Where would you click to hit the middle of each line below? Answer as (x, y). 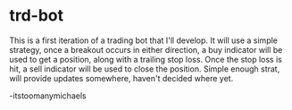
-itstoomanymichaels (48, 96)
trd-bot (37, 16)
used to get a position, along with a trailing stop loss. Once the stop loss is (146, 59)
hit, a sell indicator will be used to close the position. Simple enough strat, (145, 69)
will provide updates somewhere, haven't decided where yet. (121, 78)
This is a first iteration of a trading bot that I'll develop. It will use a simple (144, 40)
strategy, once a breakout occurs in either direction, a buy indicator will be (146, 49)
